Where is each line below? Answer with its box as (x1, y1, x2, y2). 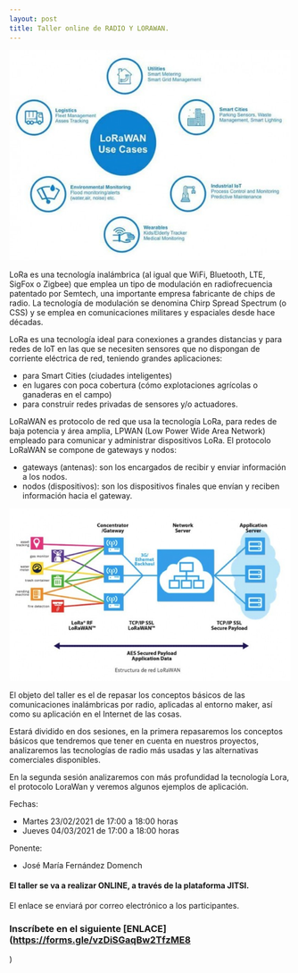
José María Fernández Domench (21, 860, 143, 870)
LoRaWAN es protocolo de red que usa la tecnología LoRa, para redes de (9, 415, 277, 426)
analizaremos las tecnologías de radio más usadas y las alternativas (9, 744, 259, 755)
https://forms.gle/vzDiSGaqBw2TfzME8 (12, 934, 192, 946)
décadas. (9, 316, 44, 327)
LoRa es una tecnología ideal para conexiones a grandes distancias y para (9, 333, 283, 344)
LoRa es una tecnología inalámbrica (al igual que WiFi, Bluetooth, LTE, (9, 269, 266, 280)
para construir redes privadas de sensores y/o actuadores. (21, 398, 238, 409)
